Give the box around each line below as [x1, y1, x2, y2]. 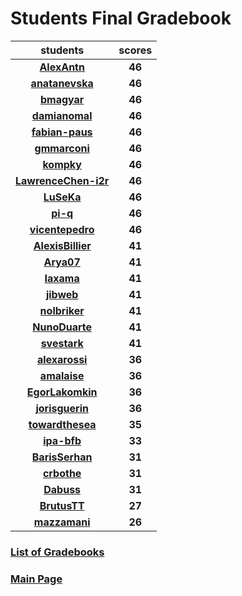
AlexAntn [39, 60, 85, 74]
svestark [40, 336, 84, 350]
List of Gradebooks [10, 545, 105, 559]
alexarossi [36, 352, 88, 366]
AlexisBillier [33, 238, 92, 252]
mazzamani [33, 515, 91, 529]
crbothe [42, 466, 82, 480]
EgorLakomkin [26, 385, 98, 399]
